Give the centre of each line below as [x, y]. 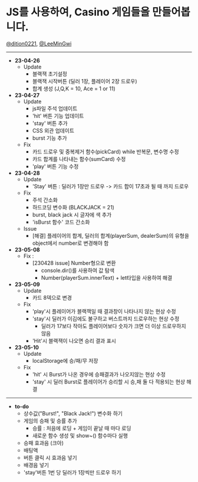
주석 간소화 [45, 200]
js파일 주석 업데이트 [55, 108]
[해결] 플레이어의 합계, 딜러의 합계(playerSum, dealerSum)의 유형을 [111, 235]
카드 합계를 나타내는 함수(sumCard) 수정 [79, 159]
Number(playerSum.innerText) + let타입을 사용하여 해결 [107, 277]
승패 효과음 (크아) [43, 442]
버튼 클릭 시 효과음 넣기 [50, 457]
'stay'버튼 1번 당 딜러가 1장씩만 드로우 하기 [72, 472]
